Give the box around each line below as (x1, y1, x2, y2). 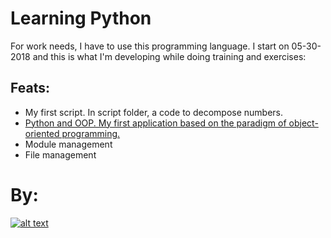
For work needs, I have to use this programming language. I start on (10, 40, 290, 52)
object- (288, 117, 319, 129)
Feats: (10, 80, 50, 97)
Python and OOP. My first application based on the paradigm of (24, 117, 287, 129)
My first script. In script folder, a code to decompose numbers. (24, 106, 284, 118)
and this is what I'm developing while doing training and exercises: (32, 50, 307, 62)
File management (24, 148, 97, 161)
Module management (24, 138, 113, 150)
